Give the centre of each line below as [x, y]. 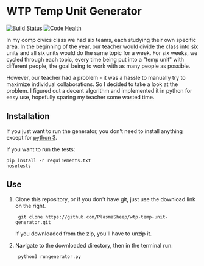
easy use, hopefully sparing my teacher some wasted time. [80, 97]
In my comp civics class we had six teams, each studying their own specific [101, 40]
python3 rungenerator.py [49, 257]
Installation [28, 116]
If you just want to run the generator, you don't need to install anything [95, 131]
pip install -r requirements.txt [49, 160]
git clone [30, 217]
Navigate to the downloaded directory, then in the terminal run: [94, 245]
